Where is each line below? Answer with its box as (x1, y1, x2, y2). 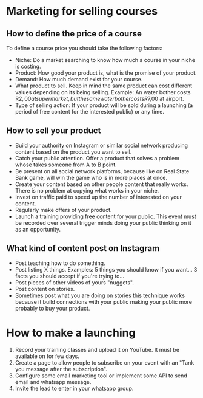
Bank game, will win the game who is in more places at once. (15, 174, 168, 181)
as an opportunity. (15, 225, 61, 233)
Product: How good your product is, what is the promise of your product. (15, 69, 197, 77)
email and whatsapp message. (15, 378, 92, 385)
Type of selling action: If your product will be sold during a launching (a (15, 101, 193, 109)
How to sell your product (6, 126, 101, 136)
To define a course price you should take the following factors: (6, 44, 163, 52)
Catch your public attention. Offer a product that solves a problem (15, 154, 180, 162)
